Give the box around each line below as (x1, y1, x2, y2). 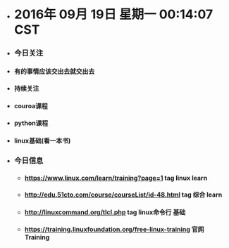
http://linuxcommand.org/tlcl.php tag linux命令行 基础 (24, 208, 185, 216)
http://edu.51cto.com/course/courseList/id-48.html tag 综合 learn (24, 190, 223, 199)
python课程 (13, 119, 49, 127)
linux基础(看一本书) (13, 136, 71, 145)
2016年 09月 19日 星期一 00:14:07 (13, 6, 213, 22)
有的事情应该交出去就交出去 (13, 67, 95, 75)
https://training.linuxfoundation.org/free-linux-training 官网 (24, 226, 204, 234)
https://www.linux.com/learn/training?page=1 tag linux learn (24, 174, 208, 182)
